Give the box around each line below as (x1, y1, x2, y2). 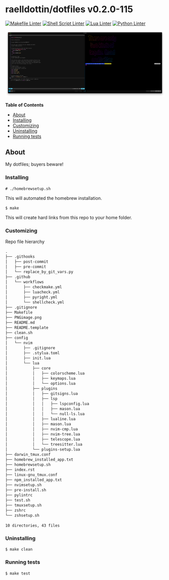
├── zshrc (5, 508, 26, 513)
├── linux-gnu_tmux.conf (5, 472, 58, 477)
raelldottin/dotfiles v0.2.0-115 (5, 4, 133, 15)
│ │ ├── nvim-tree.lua (5, 432, 80, 437)
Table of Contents (5, 101, 44, 108)
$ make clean (5, 547, 33, 552)
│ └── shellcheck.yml (5, 300, 65, 305)
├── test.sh (5, 498, 30, 503)
